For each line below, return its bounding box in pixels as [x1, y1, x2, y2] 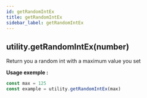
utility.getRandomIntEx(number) [6, 42, 130, 52]
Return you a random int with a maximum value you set [6, 58, 141, 65]
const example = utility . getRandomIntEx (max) [6, 86, 121, 92]
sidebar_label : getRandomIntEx [6, 20, 84, 26]
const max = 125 [6, 81, 46, 87]
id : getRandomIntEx [6, 8, 55, 15]
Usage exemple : [6, 69, 49, 76]
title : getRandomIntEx [6, 14, 62, 20]
